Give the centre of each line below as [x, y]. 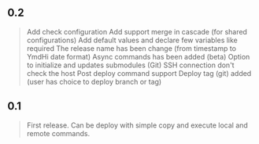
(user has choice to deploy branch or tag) [94, 81]
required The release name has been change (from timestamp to [131, 48]
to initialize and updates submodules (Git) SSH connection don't [130, 65]
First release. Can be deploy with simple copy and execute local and [137, 125]
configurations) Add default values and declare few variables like [132, 40]
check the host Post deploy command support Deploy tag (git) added [139, 73]
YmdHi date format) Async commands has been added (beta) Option [138, 56]
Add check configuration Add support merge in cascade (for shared [137, 31]
